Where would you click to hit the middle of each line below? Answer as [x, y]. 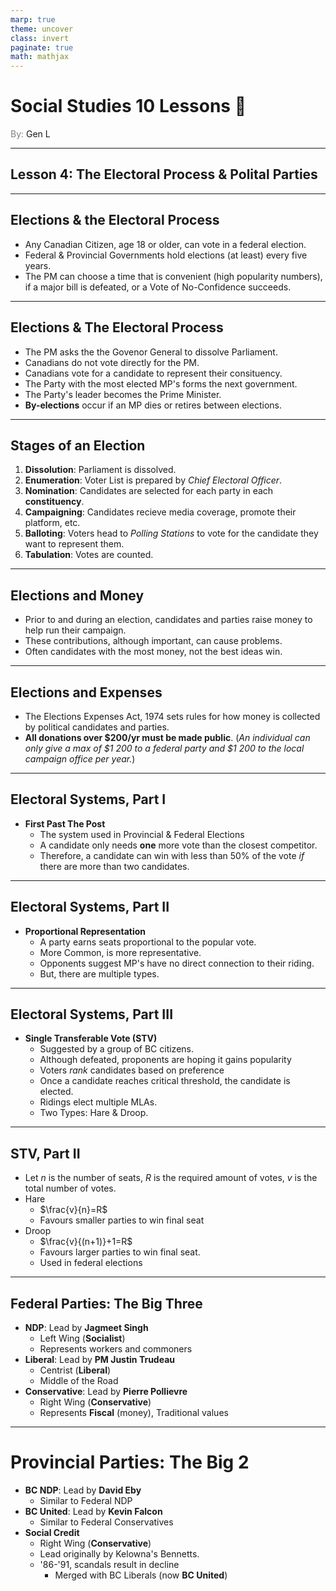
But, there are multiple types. [99, 973]
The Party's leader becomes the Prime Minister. [123, 394]
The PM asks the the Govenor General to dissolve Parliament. [151, 352]
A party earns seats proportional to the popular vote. [148, 942]
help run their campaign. [75, 630]
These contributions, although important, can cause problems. [153, 641]
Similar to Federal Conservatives [106, 1522]
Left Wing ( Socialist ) [82, 1338]
